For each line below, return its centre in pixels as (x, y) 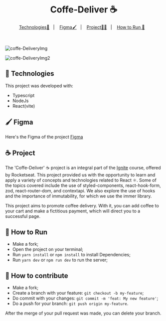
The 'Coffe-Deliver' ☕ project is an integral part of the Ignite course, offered (83, 168)
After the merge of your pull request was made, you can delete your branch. (83, 313)
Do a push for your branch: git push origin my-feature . (70, 304)
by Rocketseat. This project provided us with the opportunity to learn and (80, 175)
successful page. (23, 216)
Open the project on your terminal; (48, 249)
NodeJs (20, 101)
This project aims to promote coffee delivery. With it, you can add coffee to (82, 206)
